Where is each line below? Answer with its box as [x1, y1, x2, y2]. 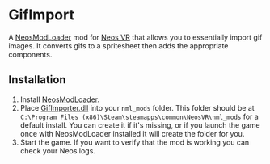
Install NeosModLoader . [19, 95, 100, 104]
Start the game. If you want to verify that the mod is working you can [19, 137, 250, 147]
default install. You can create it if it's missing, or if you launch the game [19, 120, 260, 130]
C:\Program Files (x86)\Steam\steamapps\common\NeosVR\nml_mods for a [19, 111, 259, 121]
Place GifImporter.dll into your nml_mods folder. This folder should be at [19, 103, 255, 112]
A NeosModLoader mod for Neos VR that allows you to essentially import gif [8, 32, 263, 42]
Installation [8, 73, 66, 86]
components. [8, 49, 53, 59]
